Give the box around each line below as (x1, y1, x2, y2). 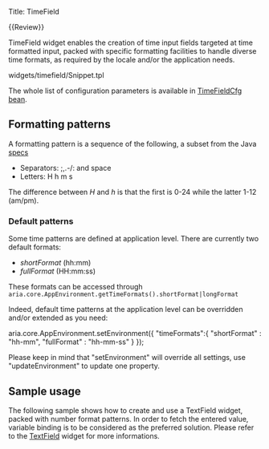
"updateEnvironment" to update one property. (8, 361, 161, 371)
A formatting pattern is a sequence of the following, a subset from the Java (8, 139, 257, 148)
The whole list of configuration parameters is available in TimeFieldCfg (8, 86, 243, 95)
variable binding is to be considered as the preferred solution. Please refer (8, 423, 255, 432)
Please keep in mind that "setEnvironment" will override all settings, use (8, 353, 247, 362)
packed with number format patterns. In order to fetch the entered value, (8, 414, 249, 423)
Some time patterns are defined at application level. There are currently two (8, 234, 259, 244)
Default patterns (8, 216, 74, 227)
